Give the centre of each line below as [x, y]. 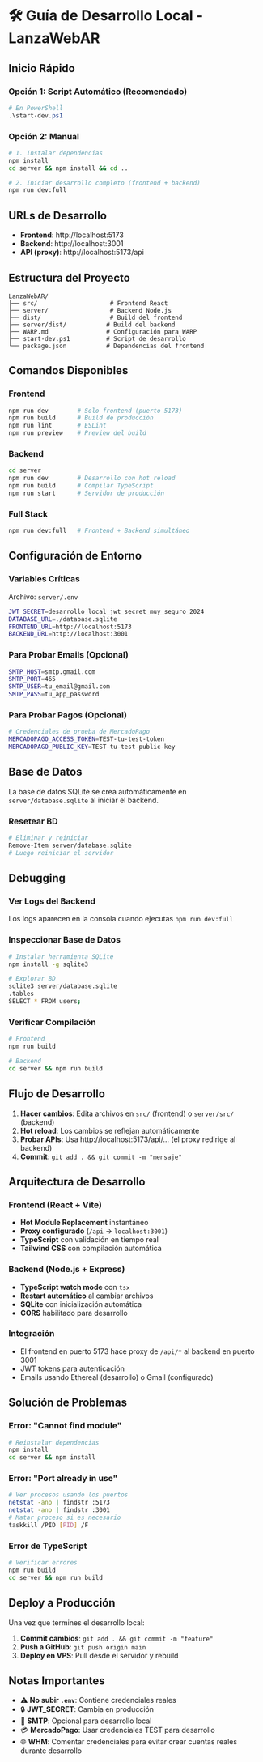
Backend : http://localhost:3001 [72, 244]
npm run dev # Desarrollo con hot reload [92, 479]
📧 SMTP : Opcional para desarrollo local [86, 1721]
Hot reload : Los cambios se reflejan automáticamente [110, 1130]
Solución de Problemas [68, 1403]
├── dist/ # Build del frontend [95, 317]
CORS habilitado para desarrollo [74, 1313]
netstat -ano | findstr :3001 [59, 1510]
